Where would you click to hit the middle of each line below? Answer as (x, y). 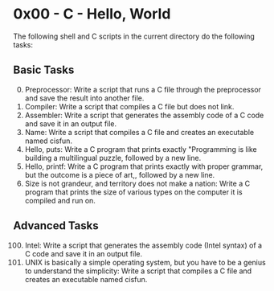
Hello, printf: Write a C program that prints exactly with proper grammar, (144, 166)
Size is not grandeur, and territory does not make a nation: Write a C (137, 183)
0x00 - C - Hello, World (92, 14)
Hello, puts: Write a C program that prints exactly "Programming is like (141, 149)
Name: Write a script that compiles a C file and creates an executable (139, 132)
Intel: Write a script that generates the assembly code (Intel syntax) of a (143, 245)
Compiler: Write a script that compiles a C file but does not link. (129, 106)
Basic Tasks (44, 70)
